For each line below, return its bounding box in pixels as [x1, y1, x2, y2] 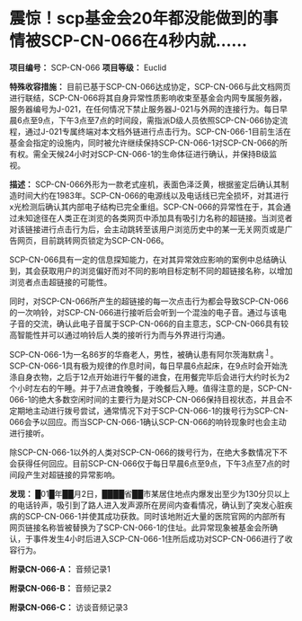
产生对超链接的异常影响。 [24, 469, 120, 480]
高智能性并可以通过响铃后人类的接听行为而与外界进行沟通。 [9, 329, 230, 340]
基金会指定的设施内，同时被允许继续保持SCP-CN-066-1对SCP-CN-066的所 [9, 137, 288, 148]
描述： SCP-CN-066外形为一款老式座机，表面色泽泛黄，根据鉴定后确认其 [9, 179, 281, 190]
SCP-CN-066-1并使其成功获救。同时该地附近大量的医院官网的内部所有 [24, 510, 286, 521]
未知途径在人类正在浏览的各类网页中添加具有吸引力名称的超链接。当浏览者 [16, 212, 293, 223]
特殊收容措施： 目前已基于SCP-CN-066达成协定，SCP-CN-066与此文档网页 [9, 81, 291, 92]
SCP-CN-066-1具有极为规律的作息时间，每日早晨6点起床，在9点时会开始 [9, 360, 280, 371]
